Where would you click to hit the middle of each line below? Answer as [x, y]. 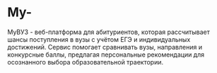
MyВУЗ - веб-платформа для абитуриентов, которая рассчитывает [108, 32]
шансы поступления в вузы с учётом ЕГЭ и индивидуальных [99, 39]
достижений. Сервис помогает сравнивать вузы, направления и [105, 47]
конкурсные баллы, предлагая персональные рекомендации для [106, 55]
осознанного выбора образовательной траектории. [86, 62]
